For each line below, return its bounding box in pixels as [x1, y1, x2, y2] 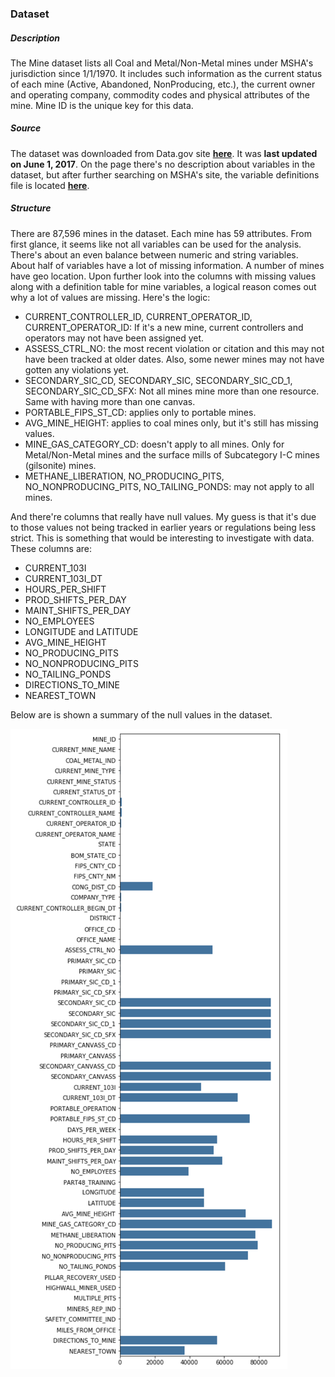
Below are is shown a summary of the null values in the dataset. [10, 708, 273, 721]
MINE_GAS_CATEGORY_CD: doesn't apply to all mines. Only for [24, 438, 285, 450]
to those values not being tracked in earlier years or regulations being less [10, 521, 317, 533]
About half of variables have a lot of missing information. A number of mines [10, 259, 325, 271]
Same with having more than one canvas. [24, 395, 196, 407]
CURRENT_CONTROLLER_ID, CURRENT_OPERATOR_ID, [24, 310, 253, 322]
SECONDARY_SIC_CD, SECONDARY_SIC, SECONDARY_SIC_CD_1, [24, 374, 293, 386]
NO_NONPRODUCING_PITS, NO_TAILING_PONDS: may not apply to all [24, 480, 315, 492]
